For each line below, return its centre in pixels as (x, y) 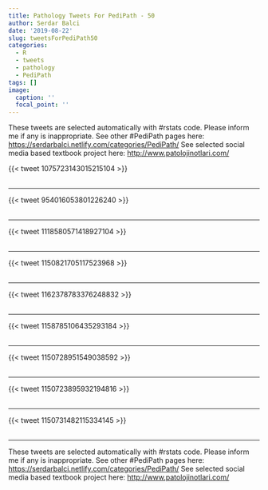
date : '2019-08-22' (41, 30)
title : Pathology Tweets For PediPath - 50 (82, 16)
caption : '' (35, 98)
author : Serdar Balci (44, 23)
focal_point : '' (42, 105)
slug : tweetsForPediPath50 (53, 38)
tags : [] (23, 82)
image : (19, 90)
